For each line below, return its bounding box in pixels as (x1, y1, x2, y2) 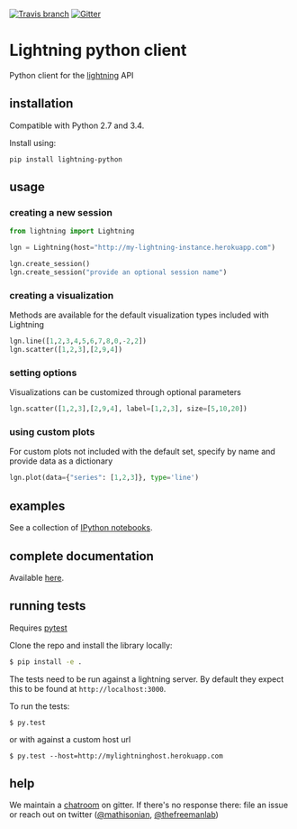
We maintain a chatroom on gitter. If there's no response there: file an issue (9, 799, 289, 811)
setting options (9, 366, 77, 379)
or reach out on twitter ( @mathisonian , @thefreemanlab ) (9, 809, 219, 820)
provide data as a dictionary (9, 456, 113, 466)
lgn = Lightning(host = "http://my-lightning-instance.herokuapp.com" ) (9, 244, 276, 253)
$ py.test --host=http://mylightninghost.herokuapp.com (9, 751, 223, 760)
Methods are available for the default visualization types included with (9, 309, 270, 320)
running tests (9, 598, 86, 613)
